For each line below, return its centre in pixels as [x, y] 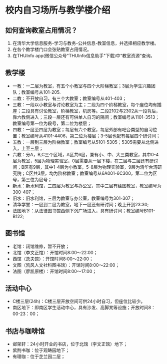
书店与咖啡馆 [25, 331]
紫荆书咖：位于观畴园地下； [41, 351]
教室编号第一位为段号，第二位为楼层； [52, 123]
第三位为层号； [37, 179]
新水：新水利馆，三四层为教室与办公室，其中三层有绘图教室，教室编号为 [87, 186]
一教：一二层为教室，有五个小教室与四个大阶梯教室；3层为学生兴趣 [82, 86]
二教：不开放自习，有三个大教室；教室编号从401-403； [69, 98]
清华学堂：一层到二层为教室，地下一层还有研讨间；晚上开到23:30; [80, 204]
